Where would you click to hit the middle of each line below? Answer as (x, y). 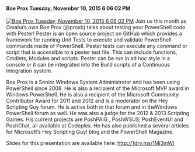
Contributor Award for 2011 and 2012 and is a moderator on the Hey (87, 101)
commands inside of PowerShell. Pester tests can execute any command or (97, 46)
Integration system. (29, 71)
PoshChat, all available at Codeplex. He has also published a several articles (97, 126)
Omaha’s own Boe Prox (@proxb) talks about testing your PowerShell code (96, 27)
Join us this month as (161, 21)
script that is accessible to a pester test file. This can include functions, (92, 52)
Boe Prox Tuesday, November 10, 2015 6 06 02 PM (68, 8)
